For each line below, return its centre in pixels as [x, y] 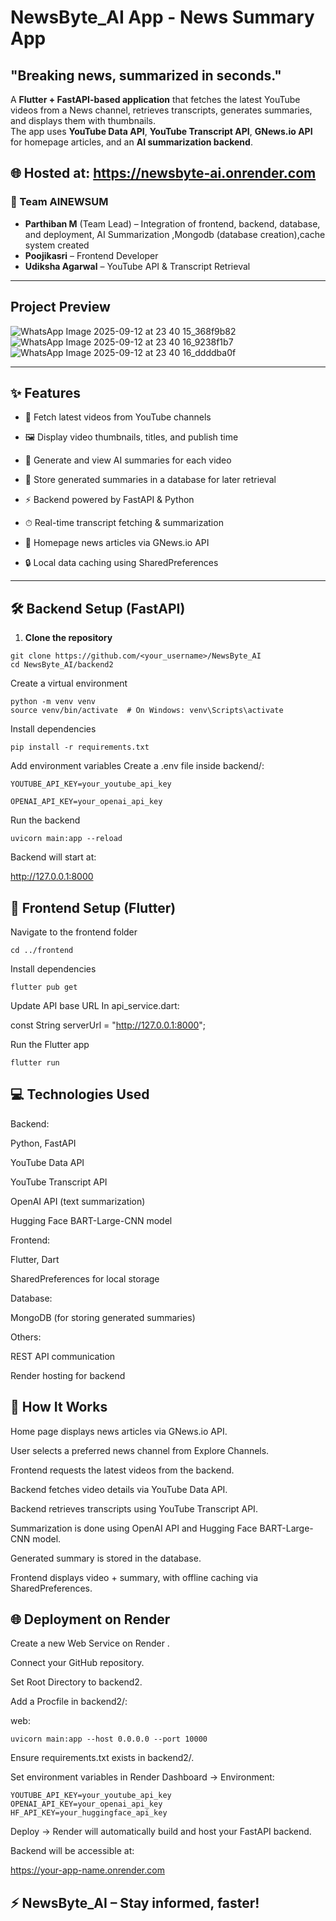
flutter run [35, 1062]
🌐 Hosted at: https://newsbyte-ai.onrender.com [163, 173]
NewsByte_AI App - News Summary [162, 17]
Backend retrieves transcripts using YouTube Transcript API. [134, 1508]
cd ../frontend [42, 950]
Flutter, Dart [35, 1259]
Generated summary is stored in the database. [106, 1558]
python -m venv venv [53, 702]
